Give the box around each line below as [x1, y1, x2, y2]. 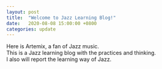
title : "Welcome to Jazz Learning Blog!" [6, 15, 116, 21]
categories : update [6, 26, 56, 32]
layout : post [6, 9, 40, 15]
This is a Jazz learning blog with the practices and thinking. [6, 49, 156, 57]
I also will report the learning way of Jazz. [6, 56, 112, 63]
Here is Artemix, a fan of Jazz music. [6, 43, 100, 50]
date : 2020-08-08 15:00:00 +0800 [6, 20, 97, 26]
